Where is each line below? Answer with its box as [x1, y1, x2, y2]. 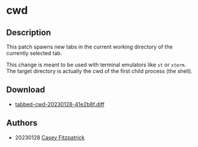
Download [6, 85, 45, 95]
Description [6, 27, 51, 38]
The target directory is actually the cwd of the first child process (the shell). [6, 68, 193, 75]
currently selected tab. [6, 50, 62, 57]
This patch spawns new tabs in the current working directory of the [6, 43, 173, 50]
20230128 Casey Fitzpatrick [14, 134, 85, 141]
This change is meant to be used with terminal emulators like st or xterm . [6, 61, 187, 68]
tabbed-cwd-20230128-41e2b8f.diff [14, 100, 105, 108]
